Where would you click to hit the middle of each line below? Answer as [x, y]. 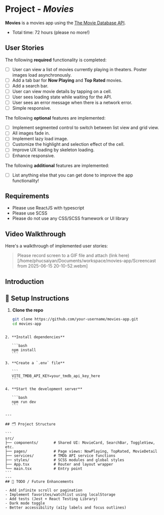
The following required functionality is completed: [56, 60]
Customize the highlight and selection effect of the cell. [68, 144]
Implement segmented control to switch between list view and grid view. [85, 128]
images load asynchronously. [42, 75]
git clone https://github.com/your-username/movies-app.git [75, 319]
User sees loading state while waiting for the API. [62, 97]
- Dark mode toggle [25, 503]
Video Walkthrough [35, 234]
